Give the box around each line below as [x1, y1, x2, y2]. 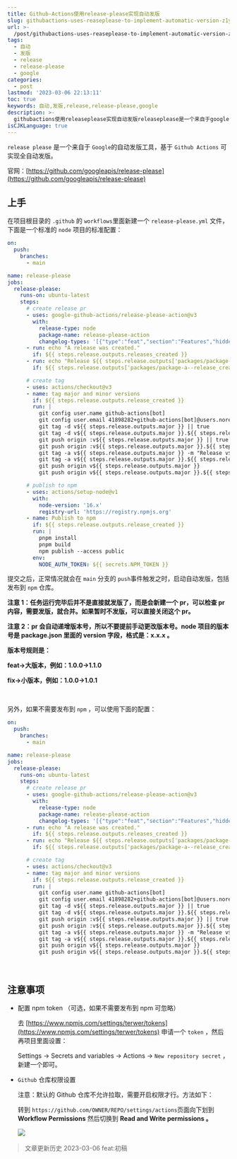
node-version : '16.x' [38, 502, 102, 509]
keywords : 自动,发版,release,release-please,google [7, 103, 159, 110]
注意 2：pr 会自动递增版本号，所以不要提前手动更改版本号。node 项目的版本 [7, 622, 229, 630]
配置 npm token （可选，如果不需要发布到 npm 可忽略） [17, 1004, 180, 1012]
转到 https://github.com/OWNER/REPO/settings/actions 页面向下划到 [17, 1105, 215, 1114]
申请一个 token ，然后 [161, 1027, 224, 1036]
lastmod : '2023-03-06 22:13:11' [7, 89, 102, 96]
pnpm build [38, 541, 71, 548]
